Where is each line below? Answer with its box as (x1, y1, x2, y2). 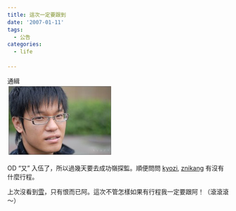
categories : (7, 41, 42, 48)
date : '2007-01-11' (7, 18, 65, 26)
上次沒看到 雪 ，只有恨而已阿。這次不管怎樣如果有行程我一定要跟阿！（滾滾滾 (7, 187, 229, 196)
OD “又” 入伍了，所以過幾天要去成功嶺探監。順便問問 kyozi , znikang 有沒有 (7, 163, 225, 172)
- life (13, 48, 33, 55)
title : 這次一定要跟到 (7, 11, 67, 18)
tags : (7, 26, 23, 33)
